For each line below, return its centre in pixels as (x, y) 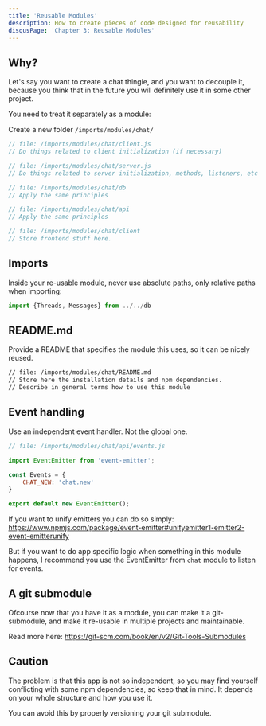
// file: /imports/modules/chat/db (67, 188)
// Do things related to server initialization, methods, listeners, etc (133, 173)
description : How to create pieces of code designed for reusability (126, 23)
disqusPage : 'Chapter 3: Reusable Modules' (82, 30)
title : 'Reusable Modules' (53, 16)
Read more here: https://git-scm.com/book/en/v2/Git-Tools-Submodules (127, 636)
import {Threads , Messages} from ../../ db (80, 306)
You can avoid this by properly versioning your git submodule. (110, 712)
